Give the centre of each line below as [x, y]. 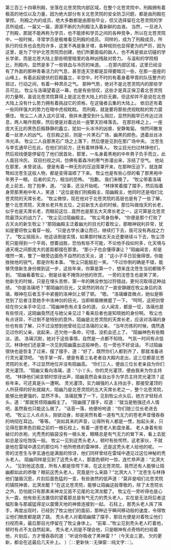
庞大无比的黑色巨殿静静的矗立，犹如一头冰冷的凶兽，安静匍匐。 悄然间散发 [84, 128]
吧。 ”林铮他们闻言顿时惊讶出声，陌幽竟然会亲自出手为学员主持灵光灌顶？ [83, 377]
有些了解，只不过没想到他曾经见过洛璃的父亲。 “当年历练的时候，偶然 [87, 326]
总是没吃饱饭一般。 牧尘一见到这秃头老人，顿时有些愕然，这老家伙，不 [84, 440]
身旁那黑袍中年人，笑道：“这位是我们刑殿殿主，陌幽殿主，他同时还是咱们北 [84, 192]
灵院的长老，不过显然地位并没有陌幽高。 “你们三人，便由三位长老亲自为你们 [85, 364]
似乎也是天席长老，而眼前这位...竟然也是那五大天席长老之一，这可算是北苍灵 [85, 211]
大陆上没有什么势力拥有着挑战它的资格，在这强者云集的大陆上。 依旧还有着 [84, 103]
